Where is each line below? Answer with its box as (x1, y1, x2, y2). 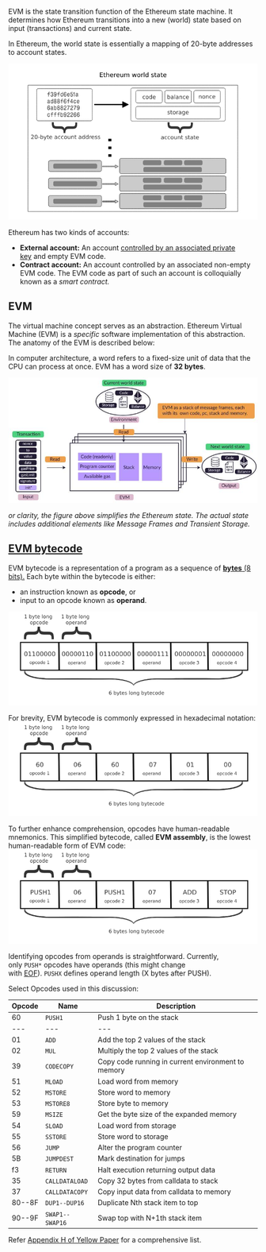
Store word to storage (97, 1131, 169, 1141)
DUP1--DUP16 (44, 1200, 85, 1208)
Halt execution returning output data (97, 1165, 216, 1174)
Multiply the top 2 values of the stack (97, 1046, 218, 1056)
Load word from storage (97, 1120, 177, 1130)
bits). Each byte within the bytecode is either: (8, 571, 156, 581)
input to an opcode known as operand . (19, 595, 147, 605)
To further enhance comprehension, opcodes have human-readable (8, 824, 230, 833)
